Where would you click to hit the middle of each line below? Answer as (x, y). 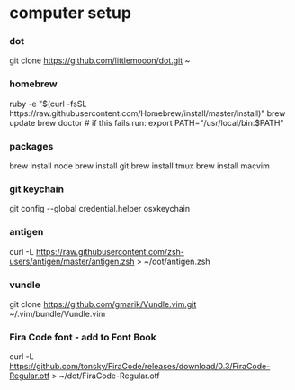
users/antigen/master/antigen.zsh (72, 261)
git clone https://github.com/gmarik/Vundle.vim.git (103, 304)
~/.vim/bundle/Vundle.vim (58, 313)
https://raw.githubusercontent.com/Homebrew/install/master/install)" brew (147, 113)
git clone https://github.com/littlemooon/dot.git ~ (100, 60)
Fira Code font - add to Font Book (83, 337)
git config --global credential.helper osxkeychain (100, 209)
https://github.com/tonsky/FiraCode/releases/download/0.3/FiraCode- (140, 367)
